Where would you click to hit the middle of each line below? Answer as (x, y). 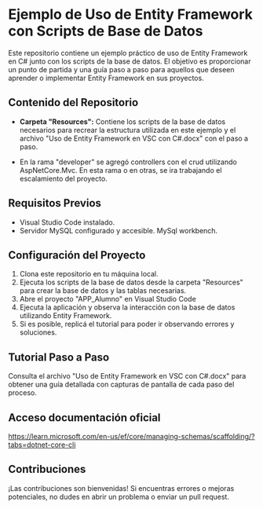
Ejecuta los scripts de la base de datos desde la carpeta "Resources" (131, 282)
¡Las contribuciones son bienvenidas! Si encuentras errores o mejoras (121, 488)
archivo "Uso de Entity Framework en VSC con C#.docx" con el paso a (134, 138)
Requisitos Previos (55, 203)
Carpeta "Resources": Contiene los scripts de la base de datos (122, 121)
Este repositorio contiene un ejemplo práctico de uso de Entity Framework (128, 53)
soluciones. (38, 332)
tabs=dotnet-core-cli (42, 445)
